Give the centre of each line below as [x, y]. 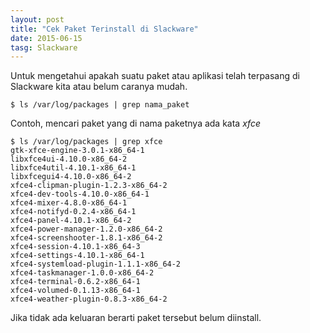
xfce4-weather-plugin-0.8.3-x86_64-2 [89, 299]
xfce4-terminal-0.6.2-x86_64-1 [75, 282]
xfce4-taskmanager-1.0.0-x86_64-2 [82, 273]
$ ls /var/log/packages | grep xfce [86, 142]
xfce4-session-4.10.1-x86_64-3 [75, 247]
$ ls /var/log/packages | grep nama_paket [100, 105]
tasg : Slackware [44, 47]
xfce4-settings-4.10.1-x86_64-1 [77, 256]
